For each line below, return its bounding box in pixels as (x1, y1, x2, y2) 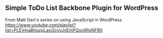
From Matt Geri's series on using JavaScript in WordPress (5, 17, 122, 22)
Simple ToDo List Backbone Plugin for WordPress (5, 4, 159, 12)
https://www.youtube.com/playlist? (5, 22, 76, 28)
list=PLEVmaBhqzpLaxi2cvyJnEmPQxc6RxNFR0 (5, 27, 103, 33)
